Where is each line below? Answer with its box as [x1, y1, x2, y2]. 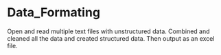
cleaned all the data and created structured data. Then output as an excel [7, 34, 215, 42]
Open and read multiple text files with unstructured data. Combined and [7, 27, 211, 35]
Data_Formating [7, 5, 101, 20]
